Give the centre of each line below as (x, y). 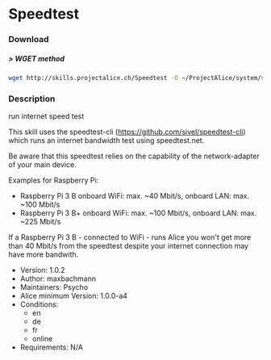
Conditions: (39, 304)
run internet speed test (46, 116)
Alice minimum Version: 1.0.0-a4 (73, 296)
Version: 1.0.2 (43, 270)
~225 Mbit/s (40, 222)
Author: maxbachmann (58, 278)
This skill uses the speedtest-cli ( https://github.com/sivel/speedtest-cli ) (127, 132)
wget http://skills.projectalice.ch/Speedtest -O (94, 78)
